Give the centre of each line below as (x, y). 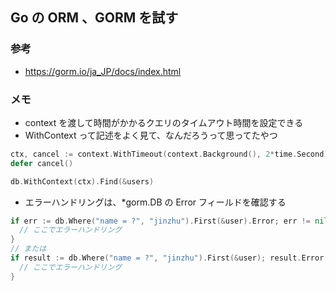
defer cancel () (42, 163)
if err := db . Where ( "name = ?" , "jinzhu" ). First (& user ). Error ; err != (160, 221)
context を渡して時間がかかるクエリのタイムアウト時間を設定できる (164, 122)
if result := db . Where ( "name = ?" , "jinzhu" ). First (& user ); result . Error (167, 258)
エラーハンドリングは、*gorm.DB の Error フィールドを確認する (155, 202)
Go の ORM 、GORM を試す (94, 18)
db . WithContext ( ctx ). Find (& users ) (82, 181)
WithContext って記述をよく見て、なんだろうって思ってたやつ (151, 135)
